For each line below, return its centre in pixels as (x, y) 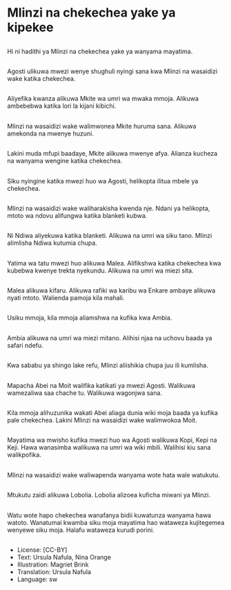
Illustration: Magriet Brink (53, 564)
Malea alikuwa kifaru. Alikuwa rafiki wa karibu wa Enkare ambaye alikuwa (111, 291)
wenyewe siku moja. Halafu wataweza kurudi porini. (81, 530)
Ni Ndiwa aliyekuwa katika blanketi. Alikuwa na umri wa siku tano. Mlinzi (110, 236)
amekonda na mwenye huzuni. (51, 133)
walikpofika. (24, 455)
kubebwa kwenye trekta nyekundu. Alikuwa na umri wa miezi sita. (101, 270)
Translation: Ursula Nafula (54, 572)
